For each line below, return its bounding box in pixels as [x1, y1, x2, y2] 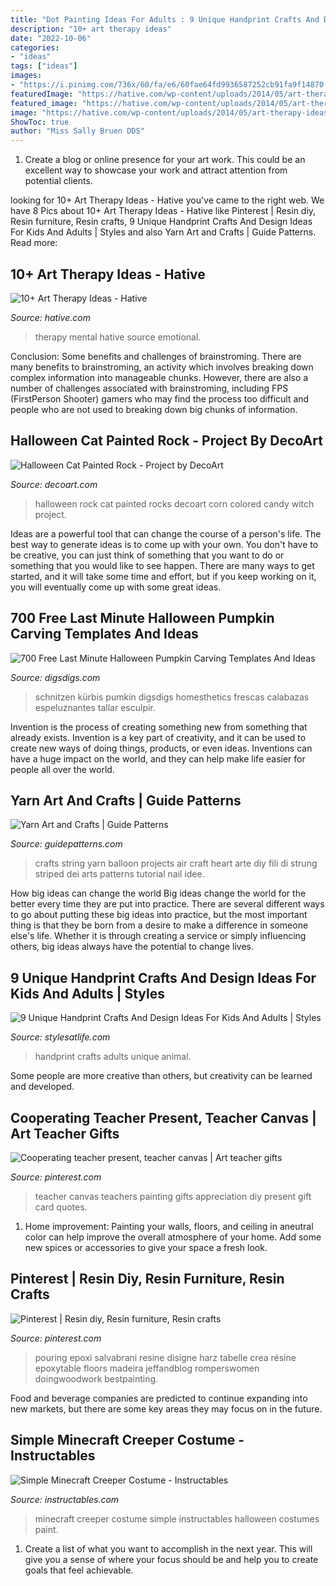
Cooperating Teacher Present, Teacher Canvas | [10, 1109, 317, 1126]
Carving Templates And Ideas [10, 626, 199, 643]
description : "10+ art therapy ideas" [10, 24, 172, 34]
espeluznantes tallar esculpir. [34, 701, 156, 713]
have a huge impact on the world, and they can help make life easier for [10, 752, 306, 765]
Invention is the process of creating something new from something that [10, 721, 308, 733]
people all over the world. [10, 763, 115, 775]
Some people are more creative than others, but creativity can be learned [10, 1070, 313, 1082]
